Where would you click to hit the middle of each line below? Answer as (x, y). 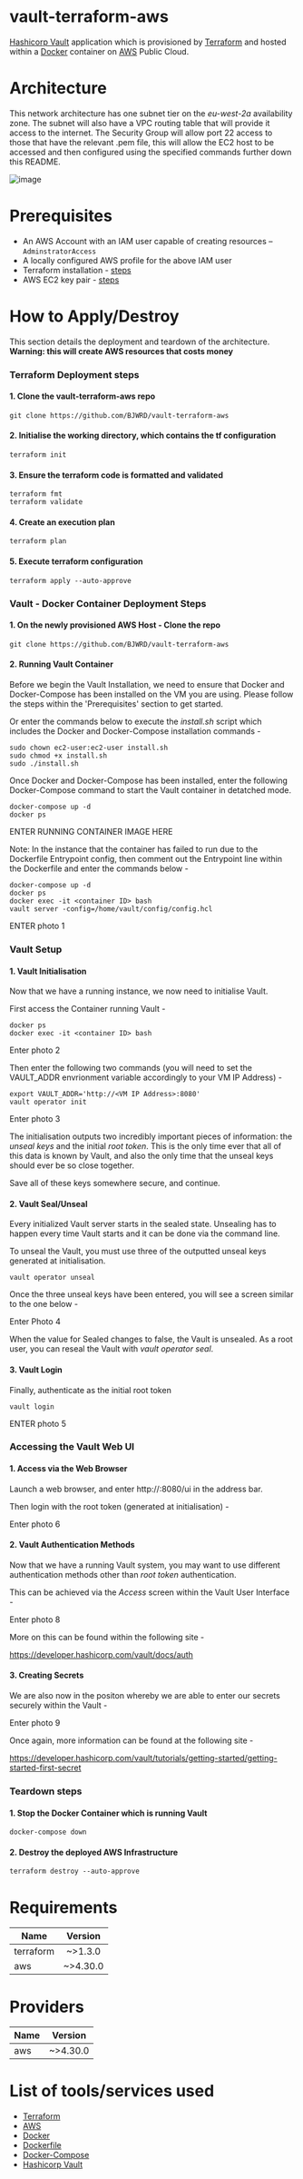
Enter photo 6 (35, 1524)
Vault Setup (36, 949)
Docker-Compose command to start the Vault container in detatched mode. (151, 790)
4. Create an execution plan (62, 522)
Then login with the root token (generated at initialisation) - (119, 1506)
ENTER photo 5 (38, 1423)
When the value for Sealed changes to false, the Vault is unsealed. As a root (151, 1339)
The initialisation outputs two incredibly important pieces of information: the (151, 1136)
